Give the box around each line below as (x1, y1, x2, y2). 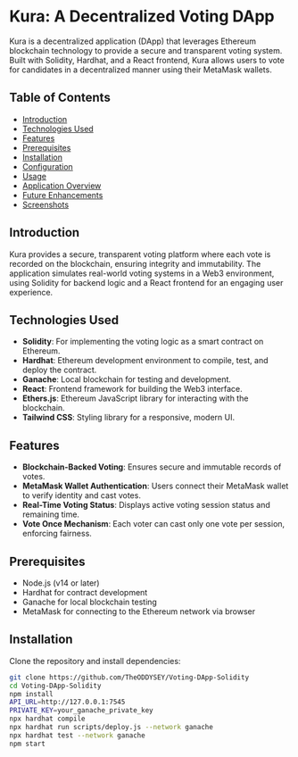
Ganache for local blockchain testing (21, 596, 158, 607)
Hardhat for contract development (21, 587, 148, 597)
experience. (9, 287, 54, 297)
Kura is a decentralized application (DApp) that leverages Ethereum (9, 36, 257, 46)
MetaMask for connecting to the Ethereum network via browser (21, 606, 256, 617)
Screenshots (21, 199, 70, 210)
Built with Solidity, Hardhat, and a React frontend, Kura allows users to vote (9, 54, 286, 65)
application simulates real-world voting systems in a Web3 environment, (9, 268, 275, 279)
